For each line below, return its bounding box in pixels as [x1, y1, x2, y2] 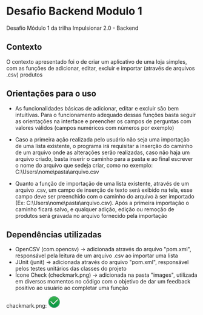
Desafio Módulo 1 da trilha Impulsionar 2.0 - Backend [6, 24, 139, 32]
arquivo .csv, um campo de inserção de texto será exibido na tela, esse [15, 186, 193, 194]
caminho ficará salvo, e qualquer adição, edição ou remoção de [15, 205, 175, 213]
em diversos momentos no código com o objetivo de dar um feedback [15, 278, 191, 285]
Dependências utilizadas [6, 229, 102, 240]
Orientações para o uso [6, 89, 97, 99]
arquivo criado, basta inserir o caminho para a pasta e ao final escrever [15, 155, 193, 162]
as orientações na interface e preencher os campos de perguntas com [15, 117, 192, 125]
